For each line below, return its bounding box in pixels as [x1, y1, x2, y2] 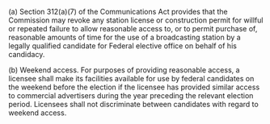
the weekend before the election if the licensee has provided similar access [8, 82, 260, 92]
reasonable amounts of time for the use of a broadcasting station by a [8, 32, 241, 42]
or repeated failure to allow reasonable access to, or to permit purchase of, [8, 24, 258, 33]
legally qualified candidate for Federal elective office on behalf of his [8, 41, 237, 51]
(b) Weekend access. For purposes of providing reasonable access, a [8, 65, 240, 75]
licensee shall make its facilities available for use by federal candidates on [8, 74, 255, 83]
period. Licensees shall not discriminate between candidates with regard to [8, 100, 259, 109]
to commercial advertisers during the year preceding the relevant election [8, 91, 254, 100]
